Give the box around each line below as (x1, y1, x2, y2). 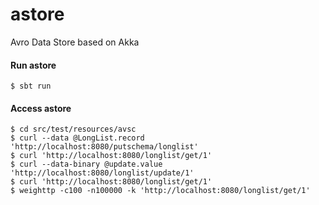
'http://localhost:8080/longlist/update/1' (10, 168, 195, 178)
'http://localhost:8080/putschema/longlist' (10, 142, 199, 152)
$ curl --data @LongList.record (10, 133, 145, 143)
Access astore (10, 102, 72, 114)
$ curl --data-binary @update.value (10, 159, 163, 170)
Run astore (10, 59, 57, 71)
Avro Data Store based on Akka (10, 36, 140, 48)
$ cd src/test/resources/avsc (10, 124, 137, 135)
